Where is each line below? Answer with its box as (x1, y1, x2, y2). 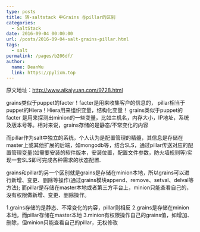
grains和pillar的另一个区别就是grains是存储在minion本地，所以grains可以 (6, 169, 185, 176)
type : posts (6, 8, 36, 15)
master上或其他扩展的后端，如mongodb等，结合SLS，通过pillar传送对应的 (6, 142, 189, 149)
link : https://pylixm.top (11, 70, 76, 76)
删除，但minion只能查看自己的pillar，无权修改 (6, 219, 118, 226)
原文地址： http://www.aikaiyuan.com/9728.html (6, 87, 123, 94)
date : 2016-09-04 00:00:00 (6, 31, 73, 37)
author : (6, 58, 26, 64)
